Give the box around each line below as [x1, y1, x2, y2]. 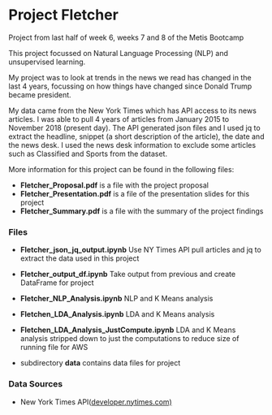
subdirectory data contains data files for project [19, 358, 181, 368]
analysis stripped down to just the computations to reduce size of [19, 334, 240, 344]
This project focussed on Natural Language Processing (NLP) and [8, 48, 229, 58]
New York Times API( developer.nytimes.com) [19, 396, 172, 407]
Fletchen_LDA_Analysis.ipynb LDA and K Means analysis [19, 309, 215, 319]
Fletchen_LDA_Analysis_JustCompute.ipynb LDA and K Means [19, 325, 236, 335]
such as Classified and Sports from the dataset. [8, 149, 168, 158]
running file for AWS [19, 343, 89, 352]
